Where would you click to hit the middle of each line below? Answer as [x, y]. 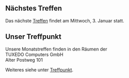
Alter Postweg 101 [24, 60]
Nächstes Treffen [34, 8]
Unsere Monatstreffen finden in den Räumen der [56, 49]
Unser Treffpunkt [33, 37]
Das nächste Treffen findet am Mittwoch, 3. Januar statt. [65, 20]
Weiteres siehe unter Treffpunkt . [39, 70]
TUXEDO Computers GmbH [34, 54]
